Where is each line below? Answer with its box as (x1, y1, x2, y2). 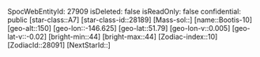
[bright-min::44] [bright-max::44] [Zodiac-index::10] (47, 32, 218, 41)
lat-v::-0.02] (7, 32, 47, 41)
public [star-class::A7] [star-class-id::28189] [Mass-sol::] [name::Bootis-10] (7, 15, 253, 25)
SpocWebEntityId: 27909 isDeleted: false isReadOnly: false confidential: (7, 7, 242, 16)
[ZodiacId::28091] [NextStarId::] (7, 40, 111, 50)
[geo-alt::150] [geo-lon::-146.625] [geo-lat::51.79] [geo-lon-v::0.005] (7, 24, 231, 32)
